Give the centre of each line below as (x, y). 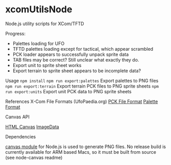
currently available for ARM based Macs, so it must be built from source (81, 152)
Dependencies (21, 136)
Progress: (15, 33)
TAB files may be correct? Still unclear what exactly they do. (76, 59)
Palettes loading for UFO (39, 43)
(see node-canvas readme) (34, 157)
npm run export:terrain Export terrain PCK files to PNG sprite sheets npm (82, 86)
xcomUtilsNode (39, 9)
